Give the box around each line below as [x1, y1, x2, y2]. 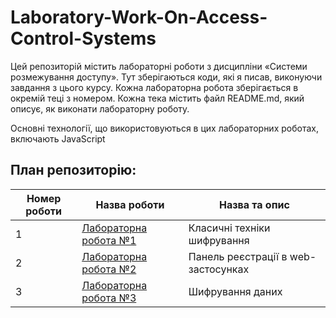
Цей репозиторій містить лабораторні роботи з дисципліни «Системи [10, 60, 308, 72]
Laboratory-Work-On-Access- [10, 6, 268, 29]
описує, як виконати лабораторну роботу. [10, 102, 190, 115]
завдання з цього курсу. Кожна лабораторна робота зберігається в [10, 81, 299, 93]
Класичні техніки [188, 221, 271, 235]
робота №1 [81, 233, 137, 247]
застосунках [188, 262, 250, 276]
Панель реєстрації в [188, 249, 288, 263]
